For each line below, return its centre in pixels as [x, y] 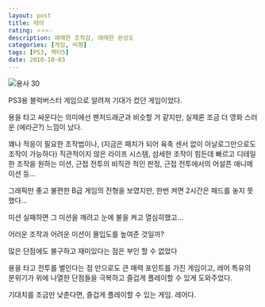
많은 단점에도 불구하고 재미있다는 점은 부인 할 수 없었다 [93, 251]
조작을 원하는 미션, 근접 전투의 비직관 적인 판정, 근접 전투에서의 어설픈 [124, 163]
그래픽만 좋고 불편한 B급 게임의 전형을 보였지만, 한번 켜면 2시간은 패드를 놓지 [127, 190]
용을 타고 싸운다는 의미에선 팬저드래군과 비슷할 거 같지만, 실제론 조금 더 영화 [126, 117]
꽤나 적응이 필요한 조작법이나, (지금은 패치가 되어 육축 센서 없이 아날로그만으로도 [132, 144]
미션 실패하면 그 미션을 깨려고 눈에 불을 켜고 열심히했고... [96, 217]
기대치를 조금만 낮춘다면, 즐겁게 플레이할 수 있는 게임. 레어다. [102, 294]
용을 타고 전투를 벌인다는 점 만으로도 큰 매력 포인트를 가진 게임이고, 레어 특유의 [130, 267]
